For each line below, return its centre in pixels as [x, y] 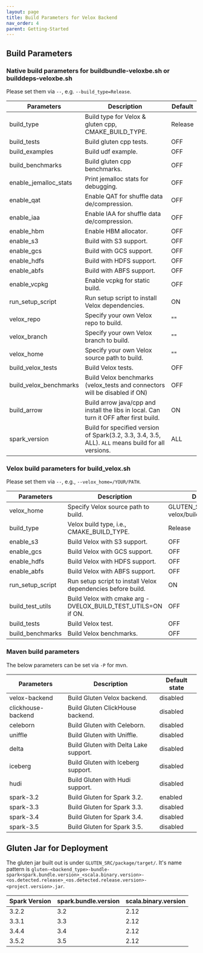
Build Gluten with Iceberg [103, 762]
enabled [171, 797]
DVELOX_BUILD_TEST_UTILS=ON [115, 606]
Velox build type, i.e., [97, 524]
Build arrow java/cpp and [120, 402]
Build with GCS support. [119, 251]
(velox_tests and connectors [125, 385]
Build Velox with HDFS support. [112, 562]
